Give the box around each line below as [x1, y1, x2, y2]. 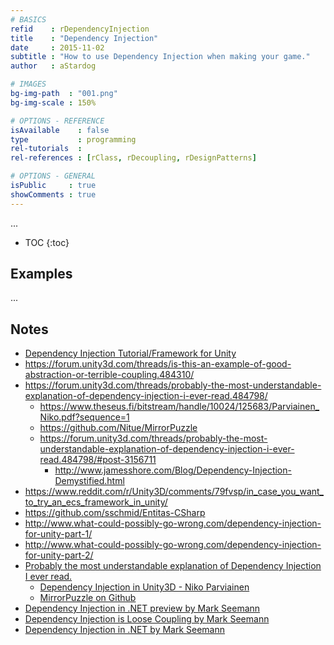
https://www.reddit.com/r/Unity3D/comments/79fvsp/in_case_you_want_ [24, 486, 324, 498]
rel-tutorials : [10, 144, 83, 154]
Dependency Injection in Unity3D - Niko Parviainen [39, 581, 250, 593]
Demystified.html [54, 475, 125, 487]
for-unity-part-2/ [24, 549, 94, 561]
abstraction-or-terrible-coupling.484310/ [24, 369, 195, 381]
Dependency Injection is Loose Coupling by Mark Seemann [24, 613, 270, 625]
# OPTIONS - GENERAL [10, 171, 97, 181]
